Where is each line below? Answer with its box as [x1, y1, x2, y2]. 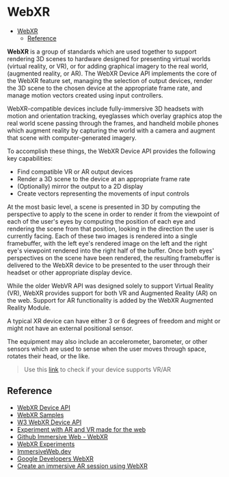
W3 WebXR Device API [16, 418, 82, 426]
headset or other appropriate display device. [7, 268, 133, 277]
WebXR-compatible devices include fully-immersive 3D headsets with [7, 104, 204, 113]
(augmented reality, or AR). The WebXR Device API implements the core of [7, 69, 217, 78]
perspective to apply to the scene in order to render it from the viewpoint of [7, 210, 220, 218]
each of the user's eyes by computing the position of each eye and [7, 217, 196, 225]
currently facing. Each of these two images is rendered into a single [7, 231, 198, 240]
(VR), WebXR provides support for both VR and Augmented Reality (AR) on [7, 289, 217, 297]
